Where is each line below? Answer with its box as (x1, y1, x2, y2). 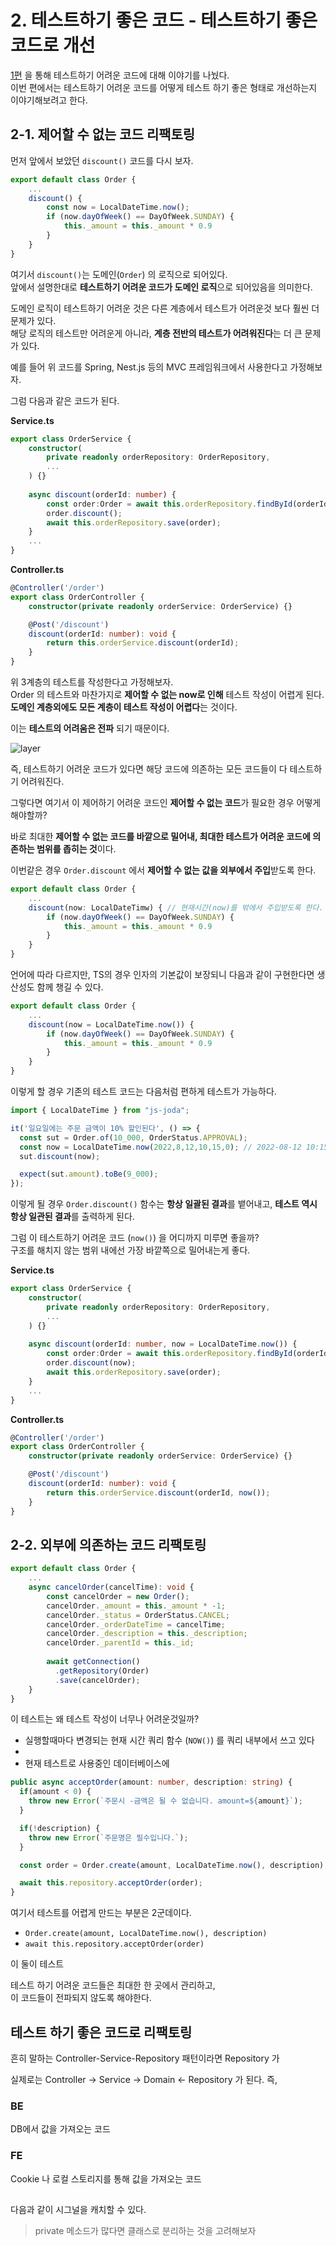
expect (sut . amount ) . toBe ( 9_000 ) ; (19, 1169, 159, 1180)
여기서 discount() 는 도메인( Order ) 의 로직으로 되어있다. (10, 268, 228, 280)
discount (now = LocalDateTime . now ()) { (28, 1019, 195, 1030)
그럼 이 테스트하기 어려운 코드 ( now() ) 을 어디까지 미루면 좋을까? (10, 1232, 260, 1244)
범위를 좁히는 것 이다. (36, 843, 117, 855)
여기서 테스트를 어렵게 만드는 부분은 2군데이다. (10, 1907, 192, 1919)
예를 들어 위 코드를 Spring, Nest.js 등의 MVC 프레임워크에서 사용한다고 (10, 361, 288, 373)
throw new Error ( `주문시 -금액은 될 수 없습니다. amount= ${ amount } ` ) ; (28, 1796, 303, 1806)
